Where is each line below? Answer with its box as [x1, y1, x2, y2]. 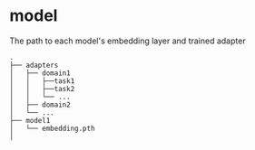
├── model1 [9, 116, 51, 125]
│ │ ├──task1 [9, 76, 75, 86]
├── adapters [9, 61, 59, 70]
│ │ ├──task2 [9, 84, 75, 93]
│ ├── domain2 [9, 100, 71, 109]
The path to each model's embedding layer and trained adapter [9, 35, 247, 46]
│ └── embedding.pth [9, 124, 95, 133]
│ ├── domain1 [9, 69, 71, 78]
